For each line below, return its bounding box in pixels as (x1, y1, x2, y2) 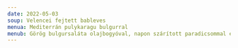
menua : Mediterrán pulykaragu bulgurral (7, 23, 129, 30)
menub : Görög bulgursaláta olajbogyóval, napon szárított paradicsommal (7, 30, 227, 37)
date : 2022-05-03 (7, 10, 59, 18)
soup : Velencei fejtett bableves (7, 17, 106, 24)
